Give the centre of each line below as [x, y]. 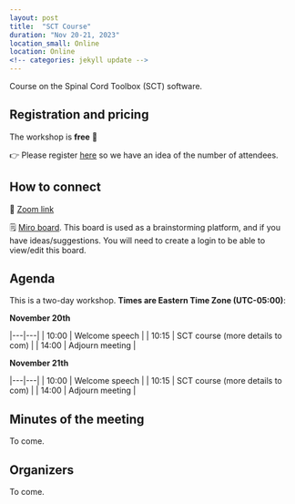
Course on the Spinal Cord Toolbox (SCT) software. [106, 86]
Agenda [32, 279]
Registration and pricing [79, 115]
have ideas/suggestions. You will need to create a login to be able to [137, 240]
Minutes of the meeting [77, 419]
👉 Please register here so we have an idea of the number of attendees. [144, 155]
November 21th [39, 363]
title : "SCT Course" [51, 26]
